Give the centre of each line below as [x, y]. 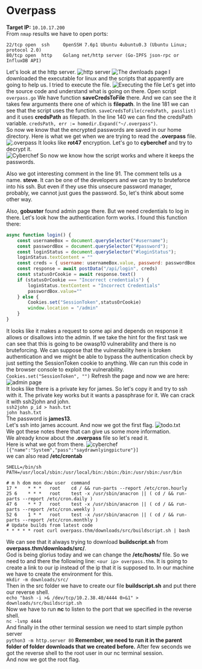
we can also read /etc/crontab [44, 456]
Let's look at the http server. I [88, 72]
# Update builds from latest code [50, 525]
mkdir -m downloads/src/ [37, 579]
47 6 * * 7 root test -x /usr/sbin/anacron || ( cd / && [90, 504]
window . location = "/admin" [63, 308]
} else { [28, 297]
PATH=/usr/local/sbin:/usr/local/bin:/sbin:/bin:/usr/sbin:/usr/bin [94, 472]
